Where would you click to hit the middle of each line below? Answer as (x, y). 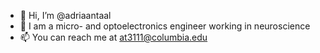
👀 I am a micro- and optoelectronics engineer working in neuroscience (165, 26)
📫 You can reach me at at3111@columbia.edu (113, 37)
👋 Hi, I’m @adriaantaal (65, 15)
